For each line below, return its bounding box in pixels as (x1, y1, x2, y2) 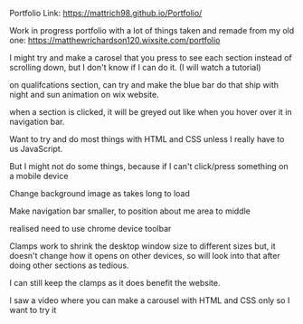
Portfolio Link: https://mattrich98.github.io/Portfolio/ (9, 8, 203, 18)
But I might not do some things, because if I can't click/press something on (9, 161, 289, 171)
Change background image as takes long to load (9, 188, 190, 198)
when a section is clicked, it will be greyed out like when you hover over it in (9, 107, 292, 117)
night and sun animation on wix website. (9, 90, 160, 100)
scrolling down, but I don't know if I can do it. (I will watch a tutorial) (9, 62, 261, 72)
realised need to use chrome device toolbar (9, 224, 172, 233)
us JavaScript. (9, 144, 63, 154)
